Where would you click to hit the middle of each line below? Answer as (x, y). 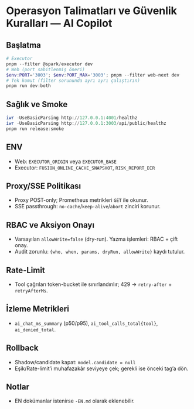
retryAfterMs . (31, 290)
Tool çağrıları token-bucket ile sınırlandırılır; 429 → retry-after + (93, 284)
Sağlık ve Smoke (37, 104)
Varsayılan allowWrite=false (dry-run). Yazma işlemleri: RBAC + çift (96, 239)
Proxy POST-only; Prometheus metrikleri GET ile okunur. (81, 200)
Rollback (22, 348)
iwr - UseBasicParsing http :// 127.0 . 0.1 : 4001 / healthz (72, 118)
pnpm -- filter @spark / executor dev (50, 64)
